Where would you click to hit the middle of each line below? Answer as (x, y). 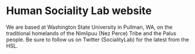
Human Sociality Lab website (79, 11)
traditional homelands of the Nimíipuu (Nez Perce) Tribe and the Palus (91, 33)
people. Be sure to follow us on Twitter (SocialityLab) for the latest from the (97, 39)
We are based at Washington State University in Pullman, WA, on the (89, 27)
